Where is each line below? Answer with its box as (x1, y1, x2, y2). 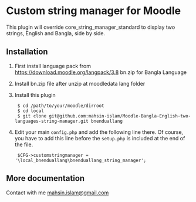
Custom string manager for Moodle (6, 4, 181, 18)
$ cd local (17, 107, 44, 114)
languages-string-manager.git (14, 118, 89, 124)
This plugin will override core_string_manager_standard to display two (6, 23, 175, 31)
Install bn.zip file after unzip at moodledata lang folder (14, 80, 146, 87)
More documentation (6, 173, 85, 183)
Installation (6, 47, 48, 57)
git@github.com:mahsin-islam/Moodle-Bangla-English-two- (49, 113, 191, 119)
